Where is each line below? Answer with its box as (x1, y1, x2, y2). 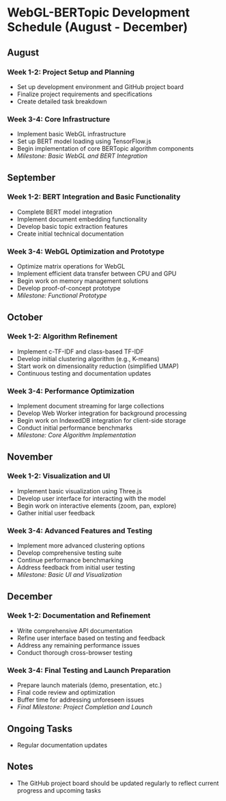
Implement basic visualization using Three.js (16, 486, 142, 495)
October (7, 311, 43, 323)
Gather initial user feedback (16, 508, 96, 517)
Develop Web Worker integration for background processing (16, 409, 187, 417)
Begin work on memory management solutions (16, 277, 149, 285)
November (7, 451, 53, 463)
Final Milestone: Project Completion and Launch (16, 703, 153, 711)
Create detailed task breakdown (16, 97, 107, 106)
